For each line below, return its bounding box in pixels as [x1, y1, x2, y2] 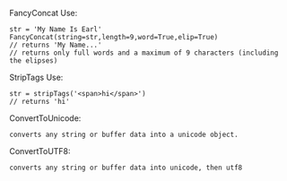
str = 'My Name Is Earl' [9, 25, 102, 34]
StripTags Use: [9, 72, 64, 82]
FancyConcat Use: [9, 8, 78, 18]
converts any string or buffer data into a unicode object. [9, 130, 239, 139]
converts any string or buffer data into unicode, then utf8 [9, 163, 243, 172]
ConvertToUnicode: [9, 113, 82, 124]
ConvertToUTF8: [9, 146, 71, 156]
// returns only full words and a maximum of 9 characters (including [9, 48, 279, 57]
